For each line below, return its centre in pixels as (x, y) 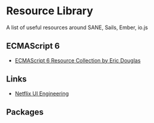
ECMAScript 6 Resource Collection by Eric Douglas (78, 60)
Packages (25, 112)
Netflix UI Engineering (42, 93)
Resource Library (50, 11)
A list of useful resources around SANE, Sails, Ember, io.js (77, 27)
